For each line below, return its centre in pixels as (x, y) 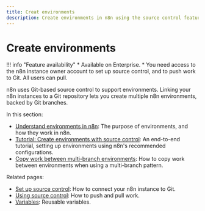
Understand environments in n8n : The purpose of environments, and (101, 127)
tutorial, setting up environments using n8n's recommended (90, 146)
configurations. (34, 152)
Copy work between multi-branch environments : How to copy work (100, 159)
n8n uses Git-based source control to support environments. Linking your (99, 90)
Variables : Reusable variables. (53, 202)
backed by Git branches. (37, 103)
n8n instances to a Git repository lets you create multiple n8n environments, (102, 96)
